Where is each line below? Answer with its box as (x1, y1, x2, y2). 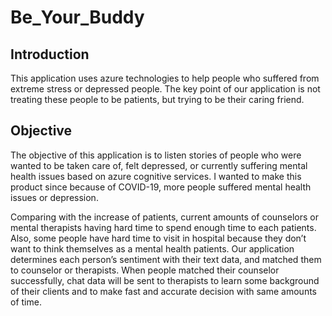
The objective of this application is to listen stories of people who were (10, 149, 302, 161)
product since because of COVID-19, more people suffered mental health (10, 181, 312, 193)
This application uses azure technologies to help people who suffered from (10, 72, 320, 84)
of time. (10, 296, 42, 308)
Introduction (10, 46, 90, 63)
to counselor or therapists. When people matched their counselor (10, 264, 280, 276)
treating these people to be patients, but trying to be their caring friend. (10, 94, 305, 105)
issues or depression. (10, 191, 99, 203)
